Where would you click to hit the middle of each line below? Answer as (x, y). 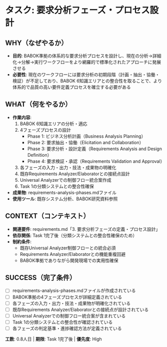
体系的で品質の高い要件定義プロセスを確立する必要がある (71, 87)
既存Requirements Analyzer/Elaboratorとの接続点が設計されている (80, 309)
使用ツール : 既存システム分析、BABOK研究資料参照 (65, 199)
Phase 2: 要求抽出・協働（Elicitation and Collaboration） (85, 142)
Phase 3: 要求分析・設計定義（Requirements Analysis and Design (95, 149)
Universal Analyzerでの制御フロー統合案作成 (65, 180)
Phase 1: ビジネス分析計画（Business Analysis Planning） (86, 136)
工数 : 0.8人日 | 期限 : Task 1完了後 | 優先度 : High (54, 339)
